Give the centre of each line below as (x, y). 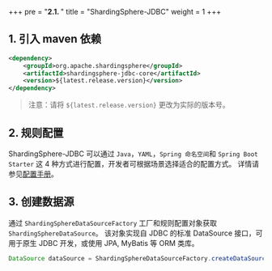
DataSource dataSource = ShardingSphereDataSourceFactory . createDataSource (139, 258)
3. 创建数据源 (41, 202)
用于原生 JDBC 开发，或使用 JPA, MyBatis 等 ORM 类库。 (104, 243)
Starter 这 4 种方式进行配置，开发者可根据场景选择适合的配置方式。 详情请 (134, 164)
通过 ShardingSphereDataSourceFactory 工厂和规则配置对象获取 (113, 222)
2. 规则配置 (36, 133)
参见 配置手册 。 (33, 174)
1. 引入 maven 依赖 (55, 39)
